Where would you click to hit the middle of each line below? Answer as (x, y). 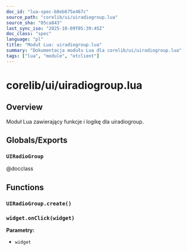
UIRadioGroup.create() (39, 203)
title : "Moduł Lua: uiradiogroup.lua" (54, 45)
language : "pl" (25, 39)
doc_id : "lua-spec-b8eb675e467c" (47, 12)
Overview (25, 107)
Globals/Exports (37, 140)
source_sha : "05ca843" (34, 23)
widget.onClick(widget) (41, 218)
